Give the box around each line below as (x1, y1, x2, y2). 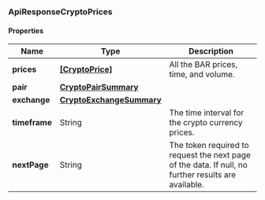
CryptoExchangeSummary (59, 94, 162, 106)
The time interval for (169, 107, 244, 118)
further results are (169, 169, 237, 180)
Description (188, 46, 234, 57)
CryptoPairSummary (59, 82, 139, 93)
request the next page (169, 150, 251, 161)
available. (169, 180, 205, 191)
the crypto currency (169, 117, 243, 128)
